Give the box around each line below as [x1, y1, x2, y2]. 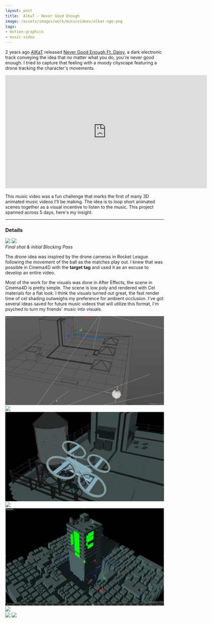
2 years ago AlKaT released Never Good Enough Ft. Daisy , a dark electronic [5, 49, 162, 55]
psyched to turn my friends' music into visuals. [5, 306, 102, 312]
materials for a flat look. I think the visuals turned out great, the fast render [5, 290, 160, 296]
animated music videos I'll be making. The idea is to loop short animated [5, 199, 155, 205]
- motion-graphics [5, 29, 44, 35]
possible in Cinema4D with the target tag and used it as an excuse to [5, 264, 149, 271]
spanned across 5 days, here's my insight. [5, 209, 93, 215]
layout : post [5, 8, 33, 13]
